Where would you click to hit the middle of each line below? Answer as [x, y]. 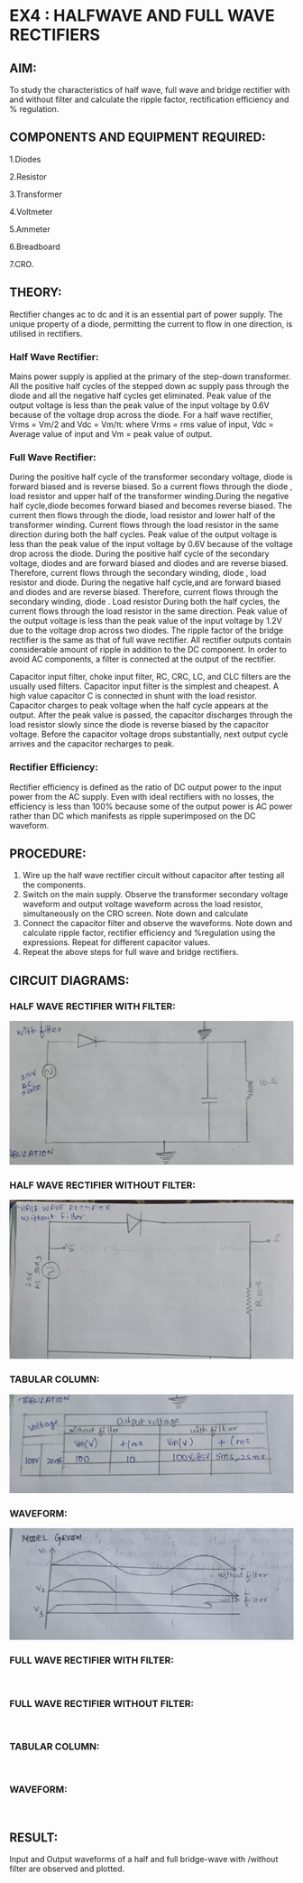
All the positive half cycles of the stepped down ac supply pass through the [149, 385]
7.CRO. [22, 264]
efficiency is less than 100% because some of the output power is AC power [151, 806]
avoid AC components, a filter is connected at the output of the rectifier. [143, 659]
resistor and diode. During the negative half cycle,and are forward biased [145, 582]
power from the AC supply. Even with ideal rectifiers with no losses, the [142, 796]
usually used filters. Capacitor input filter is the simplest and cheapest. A [144, 686]
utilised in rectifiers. [46, 333]
